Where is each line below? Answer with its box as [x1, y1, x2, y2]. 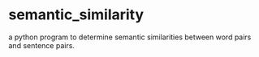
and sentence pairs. [8, 40, 76, 50]
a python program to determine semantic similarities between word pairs [8, 32, 252, 42]
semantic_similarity [8, 6, 145, 24]
